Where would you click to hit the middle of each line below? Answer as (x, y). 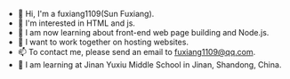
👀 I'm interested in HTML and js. (77, 23)
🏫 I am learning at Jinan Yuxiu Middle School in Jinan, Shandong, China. (149, 65)
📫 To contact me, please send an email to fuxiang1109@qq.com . (137, 52)
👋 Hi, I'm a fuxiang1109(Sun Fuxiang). (86, 14)
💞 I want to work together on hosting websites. (103, 42)
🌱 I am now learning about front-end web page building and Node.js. (143, 32)
